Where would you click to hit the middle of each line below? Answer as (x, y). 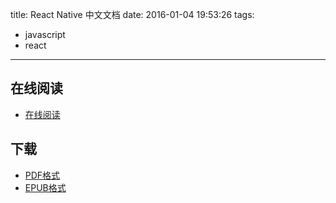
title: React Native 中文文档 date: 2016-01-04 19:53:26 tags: (132, 14)
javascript (45, 34)
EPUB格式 (45, 187)
